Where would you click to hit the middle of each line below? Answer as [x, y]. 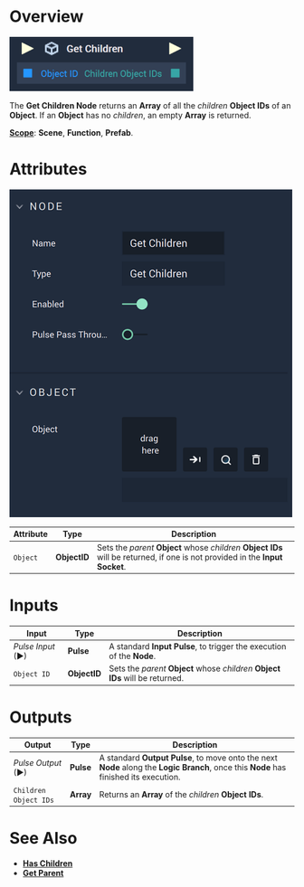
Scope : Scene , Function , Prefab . [71, 132]
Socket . [111, 566]
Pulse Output [37, 762]
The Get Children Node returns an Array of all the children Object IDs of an [150, 105]
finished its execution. [140, 777]
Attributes [48, 170]
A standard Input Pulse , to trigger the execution [198, 646]
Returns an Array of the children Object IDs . [181, 794]
